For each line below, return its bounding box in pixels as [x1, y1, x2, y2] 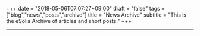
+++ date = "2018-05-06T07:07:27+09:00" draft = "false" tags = [6, 5, 165, 12]
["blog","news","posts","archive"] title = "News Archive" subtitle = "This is [6, 11, 187, 18]
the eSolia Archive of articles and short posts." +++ [6, 18, 132, 24]
